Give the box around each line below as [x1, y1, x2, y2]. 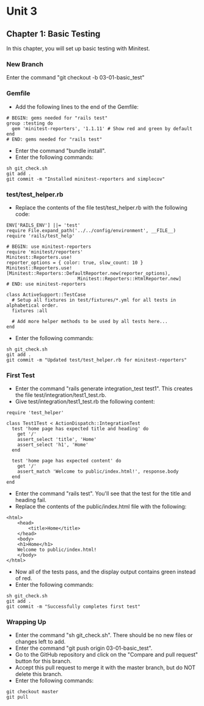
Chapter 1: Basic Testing [6, 29, 101, 39]
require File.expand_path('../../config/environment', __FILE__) [6, 227, 176, 233]
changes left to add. [15, 638, 66, 646]
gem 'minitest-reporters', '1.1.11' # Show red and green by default [12, 125, 192, 132]
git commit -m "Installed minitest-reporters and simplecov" [6, 176, 166, 182]
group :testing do [6, 120, 53, 126]
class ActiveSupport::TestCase [6, 291, 86, 297]
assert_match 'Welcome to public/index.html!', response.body [17, 468, 179, 475]
